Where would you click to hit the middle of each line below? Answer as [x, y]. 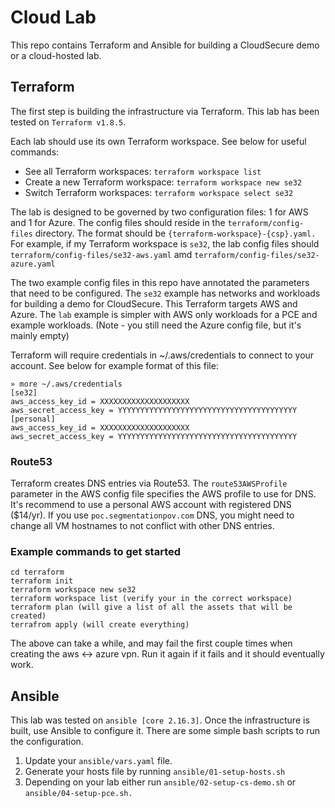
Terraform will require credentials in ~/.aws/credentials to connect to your [162, 355]
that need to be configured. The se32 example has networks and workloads [165, 293]
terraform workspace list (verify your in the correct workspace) [151, 599]
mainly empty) [40, 335]
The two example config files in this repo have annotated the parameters [160, 282]
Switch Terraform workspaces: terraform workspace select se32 [159, 192]
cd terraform [37, 572]
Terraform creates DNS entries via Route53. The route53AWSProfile [149, 483]
